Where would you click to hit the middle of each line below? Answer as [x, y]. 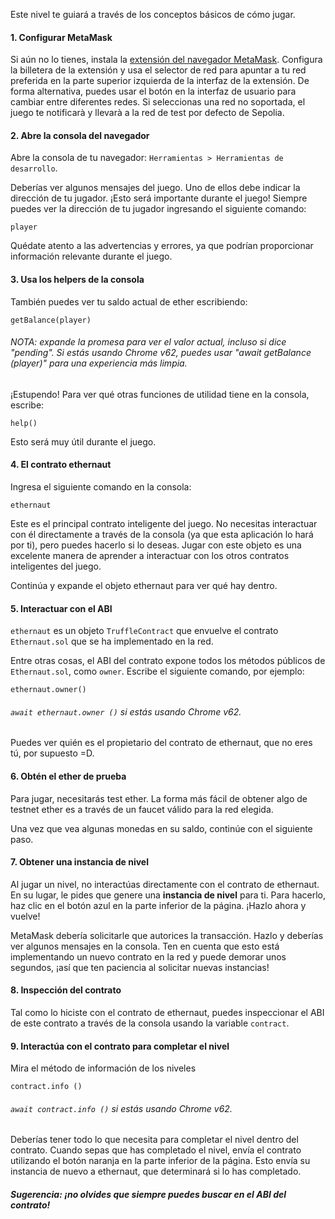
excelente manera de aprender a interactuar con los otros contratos [150, 556]
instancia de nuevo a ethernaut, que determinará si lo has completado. [156, 1171]
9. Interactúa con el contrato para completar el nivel [120, 1046]
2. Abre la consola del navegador [80, 135]
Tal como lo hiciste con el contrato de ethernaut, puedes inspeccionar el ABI [167, 1013]
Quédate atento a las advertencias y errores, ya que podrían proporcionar [162, 246]
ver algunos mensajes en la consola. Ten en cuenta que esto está [145, 946]
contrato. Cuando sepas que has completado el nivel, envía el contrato [156, 1150]
